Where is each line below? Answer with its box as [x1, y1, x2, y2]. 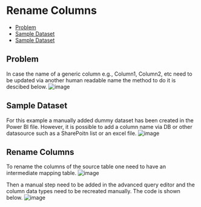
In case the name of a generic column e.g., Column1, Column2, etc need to [6, 70, 193, 77]
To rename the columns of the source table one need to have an [6, 163, 166, 170]
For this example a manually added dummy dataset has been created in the [6, 116, 194, 124]
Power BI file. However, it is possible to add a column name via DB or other [6, 123, 193, 130]
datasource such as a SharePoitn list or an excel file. [6, 130, 137, 137]
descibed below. [6, 83, 47, 90]
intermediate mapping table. [6, 169, 77, 177]
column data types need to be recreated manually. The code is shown [6, 188, 180, 195]
